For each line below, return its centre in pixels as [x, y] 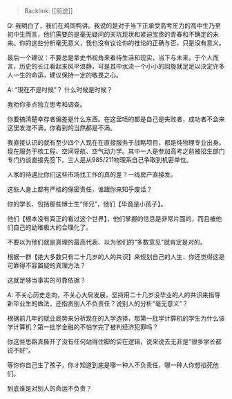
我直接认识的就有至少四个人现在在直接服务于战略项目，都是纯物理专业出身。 [116, 142]
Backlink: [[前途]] [48, 11]
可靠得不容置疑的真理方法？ [47, 265]
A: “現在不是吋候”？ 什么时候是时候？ [60, 90]
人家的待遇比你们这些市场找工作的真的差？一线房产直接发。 [92, 175]
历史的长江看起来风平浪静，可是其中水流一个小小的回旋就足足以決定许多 [122, 66]
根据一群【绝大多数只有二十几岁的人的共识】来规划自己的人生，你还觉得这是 [116, 257]
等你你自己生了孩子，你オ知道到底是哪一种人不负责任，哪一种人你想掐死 [110, 365]
